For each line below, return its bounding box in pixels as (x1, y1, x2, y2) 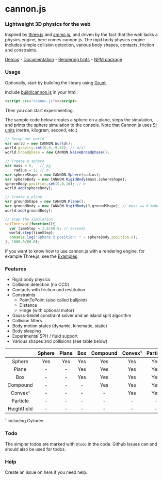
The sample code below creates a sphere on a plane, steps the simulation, (5, 116, 154, 122)
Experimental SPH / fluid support (12, 333, 78, 339)
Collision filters (12, 318, 42, 324)
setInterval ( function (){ (5, 221, 55, 226)
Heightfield (7, 405, 33, 412)
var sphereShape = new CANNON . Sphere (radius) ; (5, 172, 101, 177)
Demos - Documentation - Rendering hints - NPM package (5, 57, 123, 63)
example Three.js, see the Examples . (5, 253, 79, 259)
